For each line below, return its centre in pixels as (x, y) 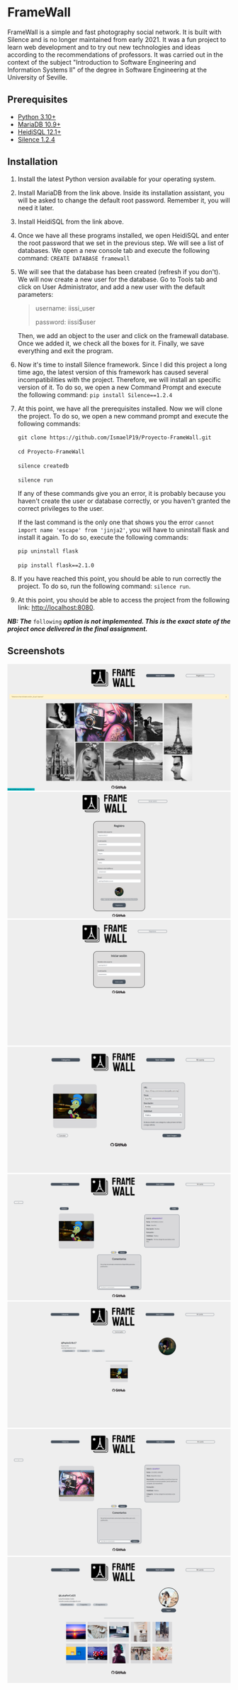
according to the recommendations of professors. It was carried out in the (115, 55)
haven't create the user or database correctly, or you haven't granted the (124, 501)
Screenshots (36, 651)
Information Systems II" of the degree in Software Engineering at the (107, 70)
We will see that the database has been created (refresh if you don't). (119, 271)
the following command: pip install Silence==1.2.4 (95, 394)
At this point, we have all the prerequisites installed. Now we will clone (120, 408)
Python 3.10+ (37, 117)
